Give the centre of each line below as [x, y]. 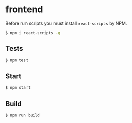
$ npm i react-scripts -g [33, 33]
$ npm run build [22, 115]
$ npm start [18, 88]
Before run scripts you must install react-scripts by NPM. [66, 23]
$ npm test [17, 60]
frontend [24, 9]
